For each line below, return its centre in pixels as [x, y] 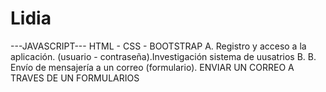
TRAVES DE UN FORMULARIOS [75, 78]
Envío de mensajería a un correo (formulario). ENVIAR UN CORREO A [152, 67]
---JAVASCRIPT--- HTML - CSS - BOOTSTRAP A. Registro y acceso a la [158, 46]
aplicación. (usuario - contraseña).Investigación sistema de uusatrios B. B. [163, 56]
